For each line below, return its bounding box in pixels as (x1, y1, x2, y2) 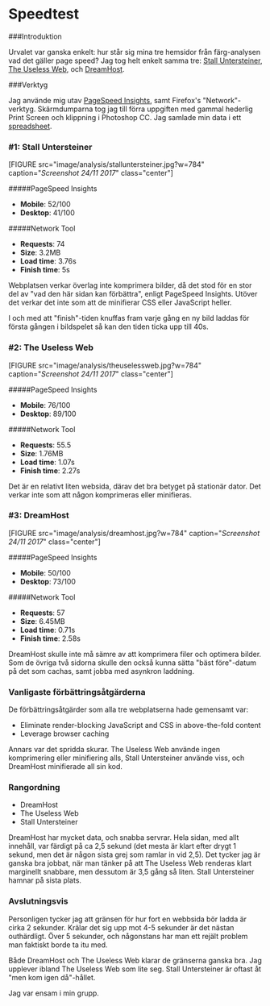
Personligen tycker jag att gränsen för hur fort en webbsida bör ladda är (8, 914, 247, 924)
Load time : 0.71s (19, 625, 76, 634)
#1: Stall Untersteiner (8, 141, 93, 152)
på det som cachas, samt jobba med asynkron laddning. (8, 666, 195, 676)
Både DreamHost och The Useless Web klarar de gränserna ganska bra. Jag (8, 955, 262, 965)
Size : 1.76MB (19, 448, 64, 458)
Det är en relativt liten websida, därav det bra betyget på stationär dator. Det (8, 481, 262, 491)
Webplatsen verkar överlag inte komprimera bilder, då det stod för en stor (8, 281, 252, 290)
